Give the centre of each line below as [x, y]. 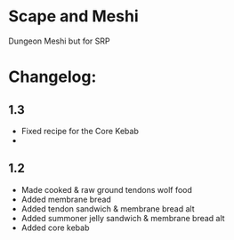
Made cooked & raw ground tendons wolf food [107, 189]
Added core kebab [55, 228]
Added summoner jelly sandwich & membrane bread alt [123, 218]
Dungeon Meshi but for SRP [59, 41]
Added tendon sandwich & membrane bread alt [108, 208]
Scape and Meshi [73, 16]
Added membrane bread [66, 199]
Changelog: [52, 77]
